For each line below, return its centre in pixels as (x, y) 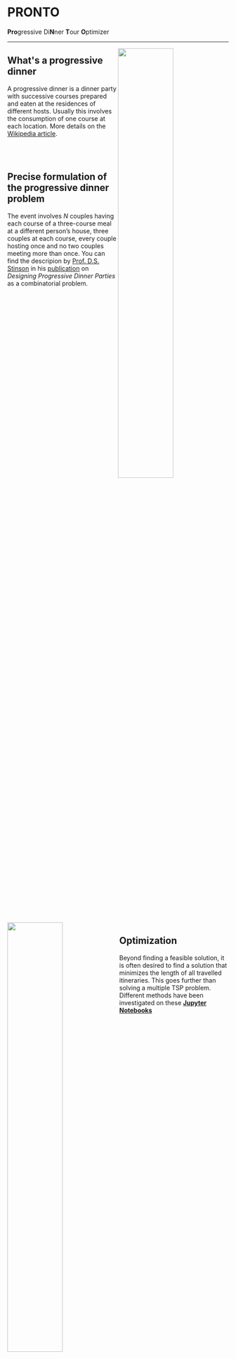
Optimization (148, 941)
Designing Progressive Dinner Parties (61, 276)
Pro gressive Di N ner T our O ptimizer (58, 32)
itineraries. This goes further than (168, 980)
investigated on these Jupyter (163, 1002)
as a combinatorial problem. (47, 283)
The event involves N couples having (61, 216)
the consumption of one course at (56, 118)
